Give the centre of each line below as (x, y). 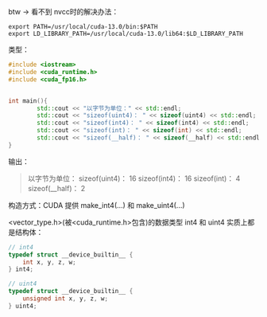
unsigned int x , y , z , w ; (66, 299)
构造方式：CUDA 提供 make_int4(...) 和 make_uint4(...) (97, 205)
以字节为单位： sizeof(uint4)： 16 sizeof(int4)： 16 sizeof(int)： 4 (134, 178)
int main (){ (28, 101)
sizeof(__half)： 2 (56, 188)
